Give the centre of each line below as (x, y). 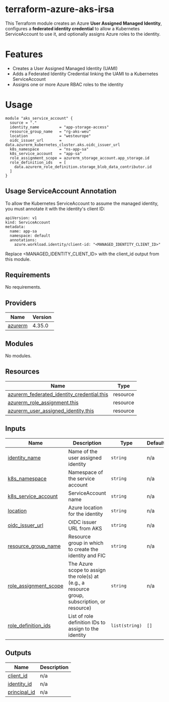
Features (24, 55)
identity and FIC (87, 555)
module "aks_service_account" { (39, 118)
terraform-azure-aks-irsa (60, 9)
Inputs (16, 429)
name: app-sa (23, 231)
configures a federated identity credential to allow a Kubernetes (72, 28)
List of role (81, 616)
